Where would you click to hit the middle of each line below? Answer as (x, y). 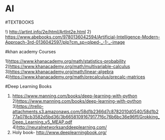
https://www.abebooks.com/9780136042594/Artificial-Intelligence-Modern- (82, 37)
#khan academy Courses (31, 52)
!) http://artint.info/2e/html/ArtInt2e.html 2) (48, 31)
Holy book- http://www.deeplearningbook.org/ (59, 132)
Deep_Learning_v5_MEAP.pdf (42, 122)
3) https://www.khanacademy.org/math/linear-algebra (59, 71)
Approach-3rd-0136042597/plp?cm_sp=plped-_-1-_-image (65, 42)
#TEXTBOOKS (20, 22)
